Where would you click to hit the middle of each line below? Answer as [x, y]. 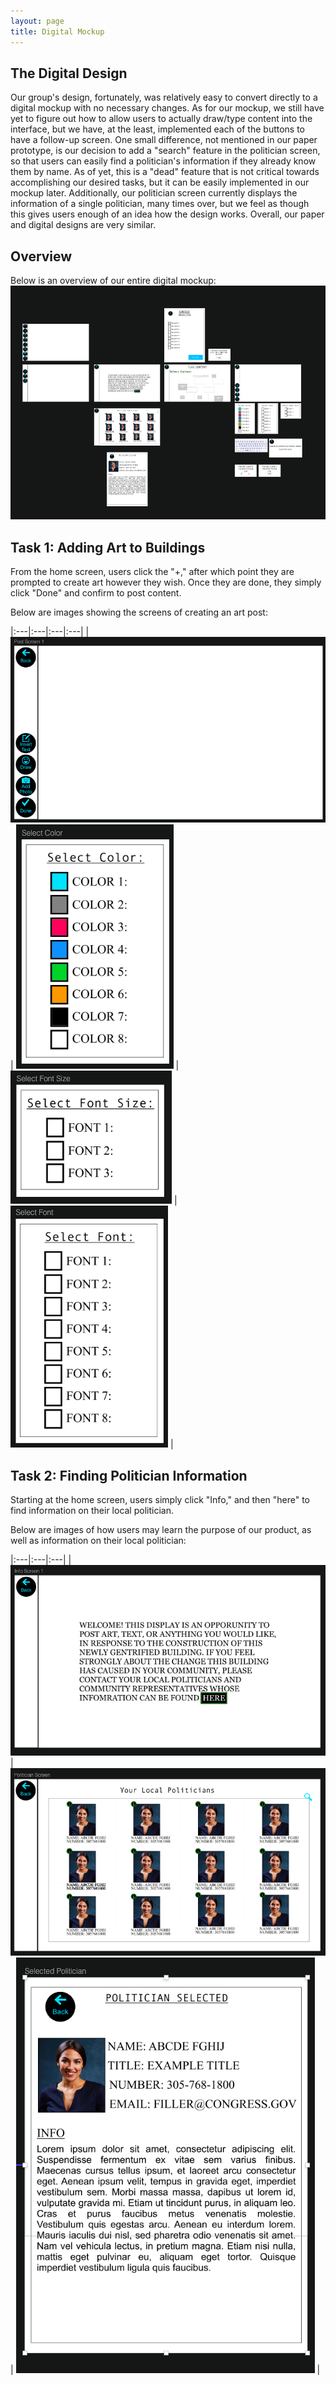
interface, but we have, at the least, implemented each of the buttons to [158, 129]
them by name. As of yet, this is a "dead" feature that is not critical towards [165, 172]
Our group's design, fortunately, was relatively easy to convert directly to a [164, 97]
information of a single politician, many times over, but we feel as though [160, 204]
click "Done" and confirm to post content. [96, 592]
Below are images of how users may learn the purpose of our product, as [161, 1530]
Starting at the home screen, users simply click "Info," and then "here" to [160, 1500]
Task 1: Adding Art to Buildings [108, 547]
